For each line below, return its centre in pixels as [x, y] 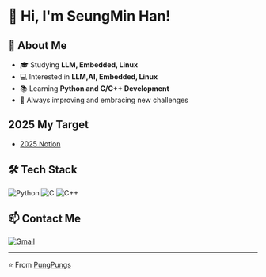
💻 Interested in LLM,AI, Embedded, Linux [89, 77]
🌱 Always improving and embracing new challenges [104, 100]
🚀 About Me [38, 46]
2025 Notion [40, 144]
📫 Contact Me [45, 219]
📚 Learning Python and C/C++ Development [95, 89]
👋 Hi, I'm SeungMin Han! [89, 16]
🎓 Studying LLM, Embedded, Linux [79, 65]
